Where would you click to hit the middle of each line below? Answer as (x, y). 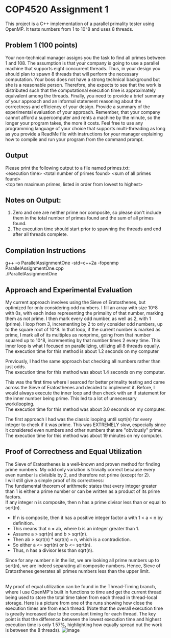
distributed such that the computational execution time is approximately (81, 90)
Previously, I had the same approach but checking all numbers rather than (83, 361)
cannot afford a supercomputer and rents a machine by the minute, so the (83, 117)
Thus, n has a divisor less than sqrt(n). (53, 550)
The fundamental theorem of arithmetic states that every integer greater (81, 486)
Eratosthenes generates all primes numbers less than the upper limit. (78, 571)
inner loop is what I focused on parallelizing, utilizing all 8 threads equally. (83, 346)
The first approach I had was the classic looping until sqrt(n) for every (79, 419)
